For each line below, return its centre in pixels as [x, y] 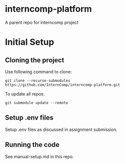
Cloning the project [35, 60]
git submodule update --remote [37, 103]
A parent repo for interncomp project [42, 22]
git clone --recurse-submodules [38, 81]
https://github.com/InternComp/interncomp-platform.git [62, 85]
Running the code [32, 145]
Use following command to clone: [39, 72]
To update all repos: [25, 94]
